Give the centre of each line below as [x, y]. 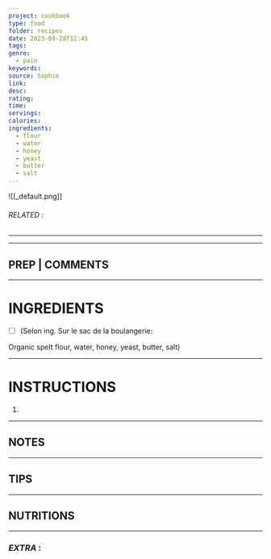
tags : [17, 46]
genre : [19, 53]
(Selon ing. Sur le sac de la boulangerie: [86, 331]
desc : [17, 91]
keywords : [25, 69]
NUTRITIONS [42, 516]
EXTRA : [25, 548]
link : [17, 83]
